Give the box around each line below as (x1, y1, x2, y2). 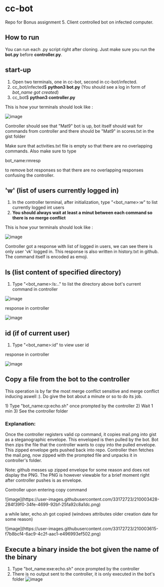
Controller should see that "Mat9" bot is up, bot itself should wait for (5, 123, 143, 129)
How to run (5, 33, 40, 42)
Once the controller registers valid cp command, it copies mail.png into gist (5, 432, 157, 438)
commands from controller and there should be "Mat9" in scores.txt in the (5, 128, 154, 134)
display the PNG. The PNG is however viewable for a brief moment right (5, 472, 150, 478)
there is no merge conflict (12, 215, 66, 221)
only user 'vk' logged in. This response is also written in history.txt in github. (5, 248, 159, 255)
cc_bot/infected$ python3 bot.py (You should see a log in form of (12, 84, 146, 90)
